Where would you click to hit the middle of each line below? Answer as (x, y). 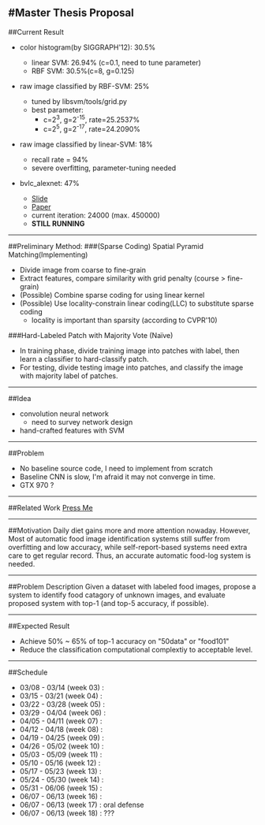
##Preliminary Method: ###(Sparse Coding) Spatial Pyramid (106, 247)
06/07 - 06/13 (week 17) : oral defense (82, 805)
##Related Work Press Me (50, 508)
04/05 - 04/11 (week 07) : (61, 721)
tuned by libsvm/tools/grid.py (79, 101)
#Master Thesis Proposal (71, 13)
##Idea (20, 399)
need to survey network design (82, 422)
